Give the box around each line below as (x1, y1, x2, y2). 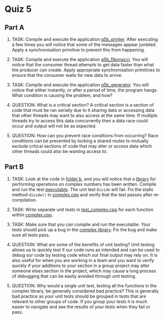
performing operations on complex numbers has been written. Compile (11, 181, 157, 187)
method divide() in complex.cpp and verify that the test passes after (11, 192, 153, 198)
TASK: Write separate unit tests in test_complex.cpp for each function (11, 207, 154, 213)
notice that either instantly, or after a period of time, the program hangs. (11, 87, 159, 93)
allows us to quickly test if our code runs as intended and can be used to (11, 247, 160, 253)
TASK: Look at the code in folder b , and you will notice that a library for (11, 176, 156, 182)
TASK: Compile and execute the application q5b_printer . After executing (11, 36, 158, 42)
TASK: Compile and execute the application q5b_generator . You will (11, 82, 149, 88)
